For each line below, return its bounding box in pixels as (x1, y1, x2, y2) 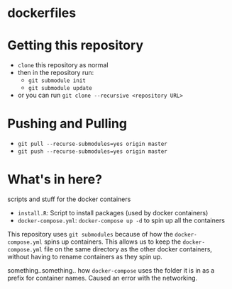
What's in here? (7, 171, 103, 188)
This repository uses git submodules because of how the (7, 230, 174, 238)
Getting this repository (7, 38, 144, 54)
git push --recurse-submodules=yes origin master (17, 148, 168, 155)
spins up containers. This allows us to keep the (43, 237, 182, 246)
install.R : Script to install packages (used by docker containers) (17, 209, 209, 217)
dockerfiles (7, 5, 77, 21)
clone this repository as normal (17, 61, 109, 69)
